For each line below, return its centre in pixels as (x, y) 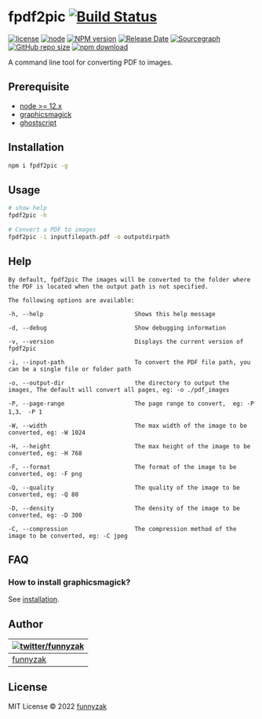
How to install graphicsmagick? (69, 582)
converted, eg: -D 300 (45, 515)
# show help (27, 208)
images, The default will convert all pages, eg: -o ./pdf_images (119, 389)
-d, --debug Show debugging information (117, 328)
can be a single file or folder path (70, 369)
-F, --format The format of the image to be (122, 467)
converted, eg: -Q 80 (44, 494)
